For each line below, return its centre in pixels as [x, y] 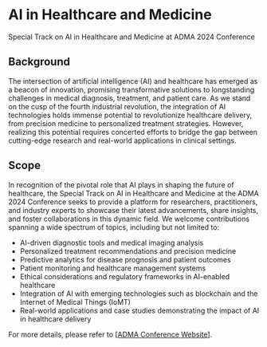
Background [39, 62]
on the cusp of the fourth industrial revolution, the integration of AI [117, 106]
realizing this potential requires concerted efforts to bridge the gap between [133, 132]
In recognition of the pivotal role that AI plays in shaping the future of [121, 184]
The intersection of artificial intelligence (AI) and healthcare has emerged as [133, 81]
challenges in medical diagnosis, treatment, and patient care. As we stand [130, 98]
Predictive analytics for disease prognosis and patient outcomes [125, 259]
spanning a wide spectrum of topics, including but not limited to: [114, 227]
